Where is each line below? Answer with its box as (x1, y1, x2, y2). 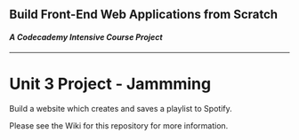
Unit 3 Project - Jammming (9, 74, 212, 94)
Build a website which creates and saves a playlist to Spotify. (9, 103, 233, 113)
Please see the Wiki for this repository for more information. (9, 120, 229, 131)
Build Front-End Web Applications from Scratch (9, 7, 279, 22)
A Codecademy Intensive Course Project (9, 31, 163, 43)
